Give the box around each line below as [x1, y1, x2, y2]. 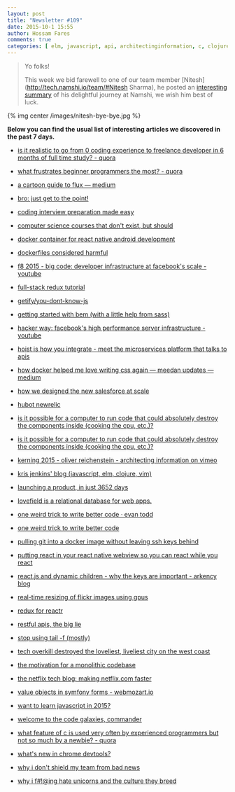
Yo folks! [24, 62, 50, 70]
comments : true [7, 36, 52, 43]
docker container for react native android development [17, 235, 176, 243]
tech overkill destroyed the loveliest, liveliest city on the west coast [17, 647, 211, 655]
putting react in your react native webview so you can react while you [17, 551, 218, 559]
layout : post [7, 10, 45, 18]
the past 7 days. [7, 132, 55, 141]
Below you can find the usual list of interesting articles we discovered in [7, 125, 221, 133]
